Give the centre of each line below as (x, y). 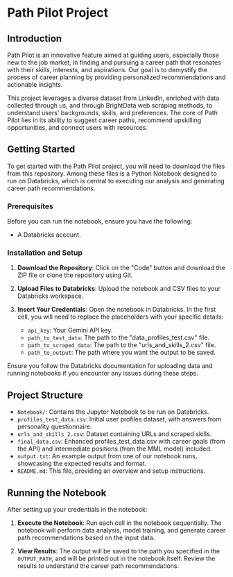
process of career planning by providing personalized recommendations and (116, 77)
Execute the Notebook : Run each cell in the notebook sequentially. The (119, 523)
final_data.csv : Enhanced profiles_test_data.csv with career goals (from (121, 442)
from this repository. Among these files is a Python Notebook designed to (112, 173)
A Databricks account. (49, 235)
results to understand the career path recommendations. (98, 566)
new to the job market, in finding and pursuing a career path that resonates (114, 62)
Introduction (35, 39)
